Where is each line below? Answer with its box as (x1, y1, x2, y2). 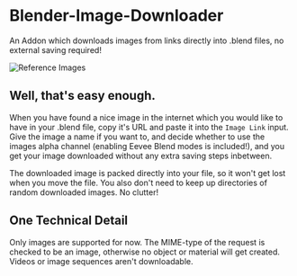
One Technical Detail (9, 213, 129, 228)
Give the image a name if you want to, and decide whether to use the (9, 131, 265, 142)
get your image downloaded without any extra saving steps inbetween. (9, 150, 273, 161)
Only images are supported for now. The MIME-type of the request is (9, 236, 265, 247)
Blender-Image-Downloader (9, 5, 224, 26)
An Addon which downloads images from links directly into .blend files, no (9, 35, 284, 46)
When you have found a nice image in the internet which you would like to (9, 111, 283, 122)
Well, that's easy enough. (9, 88, 156, 103)
